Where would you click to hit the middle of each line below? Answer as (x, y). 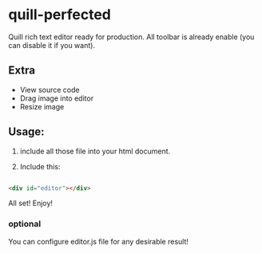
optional (25, 224)
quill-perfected (60, 15)
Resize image (42, 106)
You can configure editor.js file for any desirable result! (99, 241)
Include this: (40, 166)
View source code (50, 89)
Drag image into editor (57, 98)
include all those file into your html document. (95, 151)
